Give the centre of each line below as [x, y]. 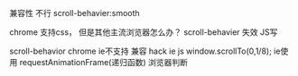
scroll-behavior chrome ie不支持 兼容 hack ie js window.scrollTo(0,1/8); [141, 51]
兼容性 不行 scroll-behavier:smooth [74, 13]
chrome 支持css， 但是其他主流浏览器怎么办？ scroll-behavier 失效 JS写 [144, 32]
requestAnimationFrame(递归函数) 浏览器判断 [103, 62]
